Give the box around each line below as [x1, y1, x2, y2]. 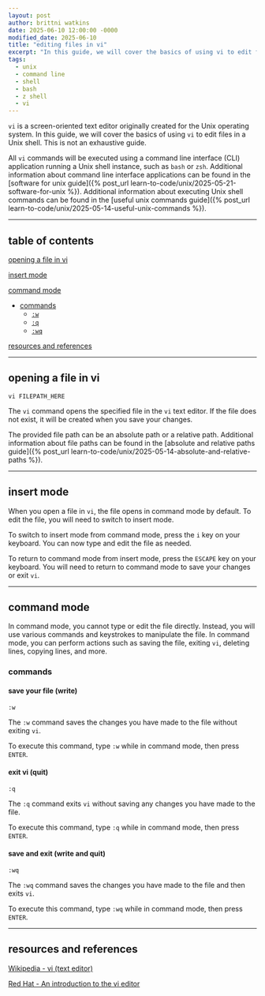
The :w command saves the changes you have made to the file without [8, 717, 238, 727]
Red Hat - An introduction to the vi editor [8, 979, 140, 988]
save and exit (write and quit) [8, 849, 106, 859]
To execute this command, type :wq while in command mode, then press [8, 904, 243, 913]
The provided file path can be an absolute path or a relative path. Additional [8, 429, 254, 439]
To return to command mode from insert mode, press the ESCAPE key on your [8, 553, 256, 563]
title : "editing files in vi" [8, 41, 108, 49]
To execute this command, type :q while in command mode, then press [8, 822, 240, 832]
